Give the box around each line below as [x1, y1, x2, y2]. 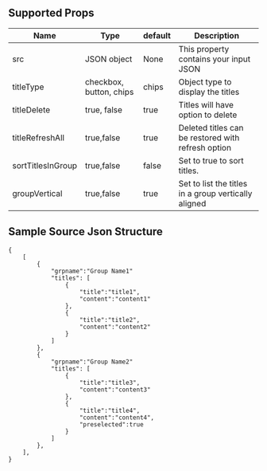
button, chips [84, 86, 134, 97]
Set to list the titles [178, 178, 248, 189]
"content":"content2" [79, 323, 151, 331]
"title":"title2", [79, 316, 141, 324]
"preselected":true [79, 420, 145, 429]
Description [194, 29, 240, 41]
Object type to [178, 76, 232, 87]
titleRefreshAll [12, 131, 65, 143]
